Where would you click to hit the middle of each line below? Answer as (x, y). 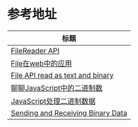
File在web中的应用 (42, 63)
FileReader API (35, 51)
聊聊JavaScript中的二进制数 (57, 88)
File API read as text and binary (62, 75)
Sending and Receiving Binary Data (69, 113)
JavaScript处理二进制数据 (54, 101)
